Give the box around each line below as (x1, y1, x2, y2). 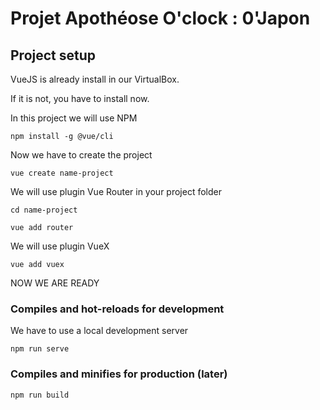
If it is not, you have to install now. (10, 93, 150, 104)
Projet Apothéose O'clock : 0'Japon (10, 7, 311, 30)
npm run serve (10, 344, 70, 354)
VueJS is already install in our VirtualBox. (10, 73, 180, 85)
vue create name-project (10, 168, 114, 178)
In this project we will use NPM (10, 112, 138, 124)
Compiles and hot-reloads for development (10, 302, 225, 316)
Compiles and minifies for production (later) (10, 367, 228, 381)
